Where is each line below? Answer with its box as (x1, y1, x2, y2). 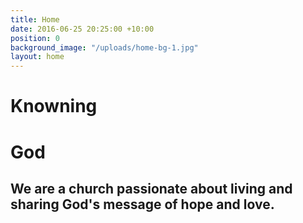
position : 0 (10, 33, 60, 43)
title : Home (10, 14, 60, 25)
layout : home (10, 52, 65, 62)
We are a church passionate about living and (10, 180, 293, 197)
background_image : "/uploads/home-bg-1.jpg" (10, 42, 199, 53)
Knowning (10, 95, 98, 118)
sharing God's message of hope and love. (10, 196, 275, 213)
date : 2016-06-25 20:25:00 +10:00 (10, 24, 155, 34)
